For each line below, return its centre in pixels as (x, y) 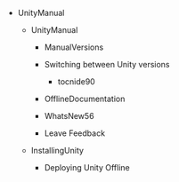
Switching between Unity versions (107, 64)
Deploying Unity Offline (87, 167)
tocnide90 (76, 82)
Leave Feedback (74, 133)
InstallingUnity (57, 150)
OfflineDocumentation (85, 99)
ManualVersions (74, 47)
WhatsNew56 (69, 116)
